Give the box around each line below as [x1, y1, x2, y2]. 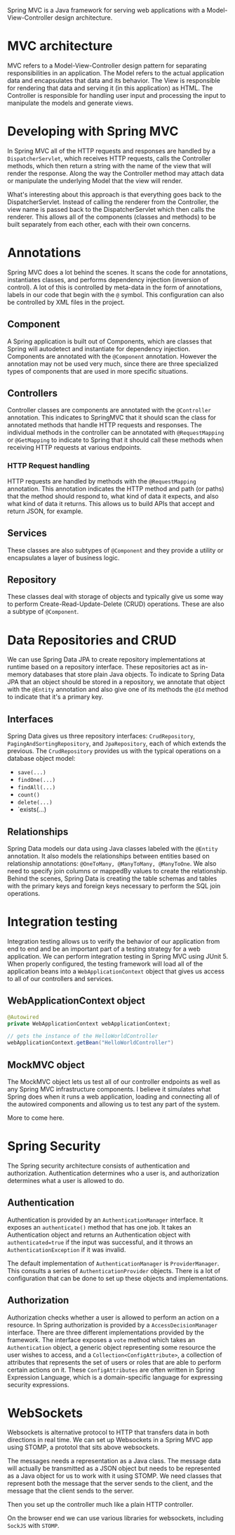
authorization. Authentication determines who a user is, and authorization [7, 1168, 220, 1177]
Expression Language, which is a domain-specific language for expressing [7, 1372, 223, 1382]
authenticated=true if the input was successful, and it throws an [7, 1238, 193, 1246]
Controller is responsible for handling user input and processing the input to [7, 91, 227, 99]
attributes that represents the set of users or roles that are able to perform [7, 1358, 222, 1366]
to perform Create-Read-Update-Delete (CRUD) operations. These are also [7, 600, 224, 608]
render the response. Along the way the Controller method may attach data [7, 169, 224, 177]
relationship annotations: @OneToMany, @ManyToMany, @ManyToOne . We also [7, 859, 217, 868]
